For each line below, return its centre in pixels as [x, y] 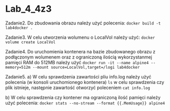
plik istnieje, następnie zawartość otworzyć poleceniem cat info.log [78, 88]
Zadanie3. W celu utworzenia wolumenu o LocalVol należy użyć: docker [80, 37]
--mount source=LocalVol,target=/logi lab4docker [86, 67]
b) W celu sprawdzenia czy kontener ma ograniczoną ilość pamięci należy [83, 97]
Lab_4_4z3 [29, 9]
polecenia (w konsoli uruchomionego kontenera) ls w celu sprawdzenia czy [85, 82]
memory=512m [18, 67]
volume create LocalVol [31, 42]
